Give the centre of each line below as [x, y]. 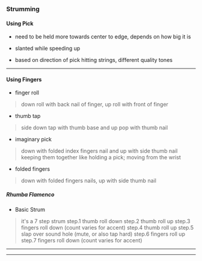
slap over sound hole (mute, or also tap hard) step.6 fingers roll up [103, 234]
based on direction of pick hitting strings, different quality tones [94, 60]
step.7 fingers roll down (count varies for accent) [81, 241]
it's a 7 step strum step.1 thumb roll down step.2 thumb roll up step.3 [106, 221]
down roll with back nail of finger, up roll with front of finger [94, 105]
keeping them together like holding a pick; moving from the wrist [101, 158]
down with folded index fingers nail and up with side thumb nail [99, 151]
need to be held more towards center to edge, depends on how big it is [103, 37]
